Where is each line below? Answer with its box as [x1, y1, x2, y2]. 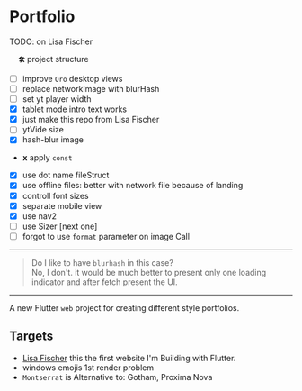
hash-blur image [22, 134, 84, 145]
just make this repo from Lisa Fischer [22, 114, 160, 125]
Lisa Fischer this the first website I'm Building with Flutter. [22, 352, 236, 363]
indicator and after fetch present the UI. [31, 277, 178, 287]
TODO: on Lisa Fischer [9, 36, 93, 47]
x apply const [22, 152, 73, 163]
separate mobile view [22, 200, 102, 211]
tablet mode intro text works [22, 104, 128, 114]
